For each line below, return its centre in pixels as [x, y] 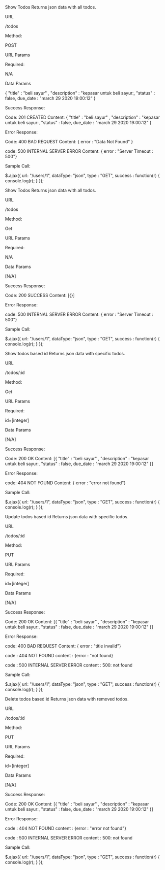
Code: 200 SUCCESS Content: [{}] [40, 295]
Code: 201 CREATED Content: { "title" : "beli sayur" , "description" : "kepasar [82, 117]
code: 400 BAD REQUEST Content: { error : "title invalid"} [63, 646]
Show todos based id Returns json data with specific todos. [65, 353]
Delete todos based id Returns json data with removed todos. [67, 699]
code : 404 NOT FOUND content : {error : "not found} [59, 655]
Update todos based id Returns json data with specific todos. [67, 517]
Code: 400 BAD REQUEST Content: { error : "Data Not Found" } [69, 142]
